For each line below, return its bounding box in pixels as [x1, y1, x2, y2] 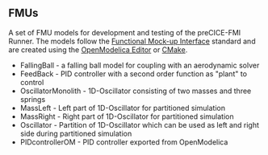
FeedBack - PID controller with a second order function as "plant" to [19, 68, 248, 79]
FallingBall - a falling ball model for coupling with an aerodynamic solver [19, 60, 260, 70]
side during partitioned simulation [19, 128, 132, 138]
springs [19, 94, 46, 104]
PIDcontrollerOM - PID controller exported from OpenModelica [19, 137, 228, 147]
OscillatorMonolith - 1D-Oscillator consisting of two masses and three [19, 86, 252, 96]
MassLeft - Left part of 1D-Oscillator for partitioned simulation [19, 103, 226, 112]
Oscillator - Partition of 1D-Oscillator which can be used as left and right [19, 120, 260, 129]
